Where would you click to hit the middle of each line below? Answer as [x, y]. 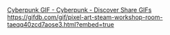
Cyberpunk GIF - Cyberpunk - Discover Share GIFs [79, 10]
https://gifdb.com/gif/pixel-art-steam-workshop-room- [85, 17]
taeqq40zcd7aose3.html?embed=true [61, 24]
